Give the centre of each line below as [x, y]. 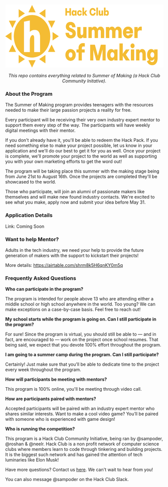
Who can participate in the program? [44, 289]
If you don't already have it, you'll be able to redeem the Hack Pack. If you [81, 140]
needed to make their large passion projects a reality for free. [68, 110]
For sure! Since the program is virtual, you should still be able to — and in [81, 334]
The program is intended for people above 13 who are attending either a [79, 299]
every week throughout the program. [43, 370]
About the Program [29, 94]
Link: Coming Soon [25, 226]
